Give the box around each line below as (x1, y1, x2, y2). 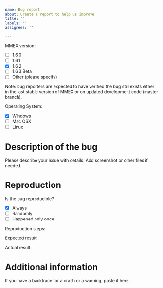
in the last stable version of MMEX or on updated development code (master (5, 89, 158, 95)
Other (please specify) (12, 74, 57, 80)
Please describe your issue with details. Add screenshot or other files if (5, 157, 148, 163)
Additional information (5, 261, 98, 272)
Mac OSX (12, 119, 32, 124)
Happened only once (12, 216, 54, 221)
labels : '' (5, 20, 27, 26)
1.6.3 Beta (12, 68, 32, 74)
